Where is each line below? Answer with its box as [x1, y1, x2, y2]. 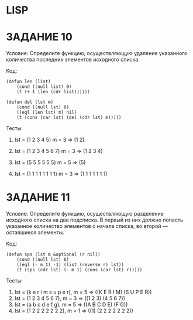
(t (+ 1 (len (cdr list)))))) [16, 89, 91, 95]
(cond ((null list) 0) [16, 84, 72, 90]
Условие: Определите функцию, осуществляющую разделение [6, 210, 164, 217]
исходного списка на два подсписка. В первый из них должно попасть [6, 216, 183, 223]
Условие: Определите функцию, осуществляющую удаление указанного [6, 50, 188, 57]
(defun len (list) [6, 79, 51, 85]
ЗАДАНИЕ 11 [6, 191, 70, 204]
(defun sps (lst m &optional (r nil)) [6, 251, 101, 258]
